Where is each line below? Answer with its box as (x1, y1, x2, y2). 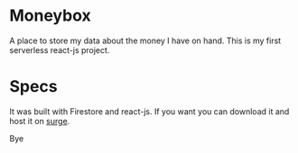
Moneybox (9, 5, 92, 26)
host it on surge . (9, 115, 70, 126)
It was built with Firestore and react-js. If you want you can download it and (9, 105, 290, 117)
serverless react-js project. (9, 44, 110, 55)
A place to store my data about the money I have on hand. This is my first (9, 35, 282, 46)
